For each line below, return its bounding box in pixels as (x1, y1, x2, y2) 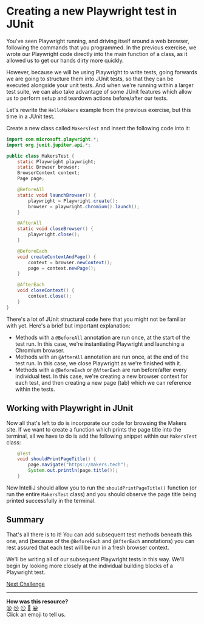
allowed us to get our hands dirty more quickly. (6, 57, 124, 64)
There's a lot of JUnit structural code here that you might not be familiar (6, 315, 186, 323)
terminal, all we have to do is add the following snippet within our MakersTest (6, 432, 197, 440)
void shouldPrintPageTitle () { (17, 456, 97, 462)
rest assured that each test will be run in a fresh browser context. (6, 544, 169, 551)
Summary (6, 514, 44, 525)
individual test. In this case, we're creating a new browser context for (15, 373, 188, 380)
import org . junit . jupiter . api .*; (6, 142, 91, 148)
